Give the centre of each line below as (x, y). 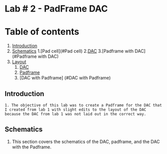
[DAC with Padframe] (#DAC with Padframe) (65, 78)
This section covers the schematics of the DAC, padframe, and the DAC (86, 141)
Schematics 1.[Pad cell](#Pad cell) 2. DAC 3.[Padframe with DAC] (79, 51)
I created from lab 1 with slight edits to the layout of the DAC (75, 109)
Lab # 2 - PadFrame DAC (56, 9)
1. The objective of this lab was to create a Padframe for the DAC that (83, 105)
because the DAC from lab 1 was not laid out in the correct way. (75, 114)
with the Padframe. (32, 147)
